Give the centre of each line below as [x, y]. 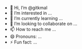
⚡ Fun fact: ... [23, 42]
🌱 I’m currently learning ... [36, 18]
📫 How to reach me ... [33, 29]
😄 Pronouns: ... [26, 36]
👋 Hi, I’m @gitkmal [29, 8]
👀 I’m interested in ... [31, 13]
